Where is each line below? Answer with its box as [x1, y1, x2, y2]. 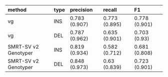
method [7, 6, 26, 13]
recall [103, 6, 117, 13]
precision [69, 6, 93, 13]
